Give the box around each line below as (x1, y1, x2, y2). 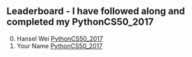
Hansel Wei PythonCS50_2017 (16, 34, 104, 43)
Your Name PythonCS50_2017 (16, 41, 103, 50)
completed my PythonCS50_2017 (6, 16, 154, 28)
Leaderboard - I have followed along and (6, 5, 186, 17)
